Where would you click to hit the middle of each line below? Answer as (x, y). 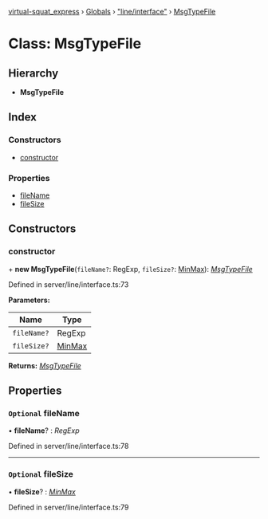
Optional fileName (44, 413)
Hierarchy (33, 73)
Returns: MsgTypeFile (45, 365)
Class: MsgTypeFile (75, 44)
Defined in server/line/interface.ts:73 (69, 284)
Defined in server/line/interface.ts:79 (69, 507)
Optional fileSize (41, 474)
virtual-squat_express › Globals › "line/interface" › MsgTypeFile (112, 12)
